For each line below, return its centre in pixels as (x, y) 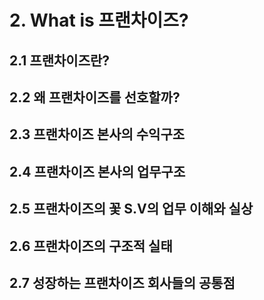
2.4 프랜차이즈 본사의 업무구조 (97, 171)
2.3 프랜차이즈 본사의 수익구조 (97, 134)
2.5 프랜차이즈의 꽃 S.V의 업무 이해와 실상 (131, 209)
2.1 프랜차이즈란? (60, 60)
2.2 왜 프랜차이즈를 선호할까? (95, 97)
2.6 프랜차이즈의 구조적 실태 (91, 246)
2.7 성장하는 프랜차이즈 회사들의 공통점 (122, 282)
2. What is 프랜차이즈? (99, 20)
